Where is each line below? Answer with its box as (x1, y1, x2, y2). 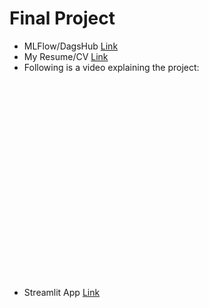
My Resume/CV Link (23, 50, 109, 62)
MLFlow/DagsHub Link (23, 40, 119, 52)
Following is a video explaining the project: (23, 61, 200, 73)
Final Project (9, 7, 116, 30)
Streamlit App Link (23, 286, 101, 298)
